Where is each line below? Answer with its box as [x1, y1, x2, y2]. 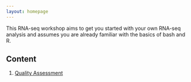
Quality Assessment [14, 70, 63, 77]
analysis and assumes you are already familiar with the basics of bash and [6, 30, 186, 38]
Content [6, 54, 37, 64]
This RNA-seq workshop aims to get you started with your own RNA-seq [6, 25, 181, 32]
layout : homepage [6, 8, 49, 15]
